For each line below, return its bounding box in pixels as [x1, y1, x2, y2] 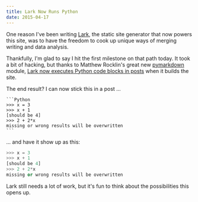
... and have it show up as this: [6, 138, 81, 146]
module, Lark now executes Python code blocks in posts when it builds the [6, 67, 189, 74]
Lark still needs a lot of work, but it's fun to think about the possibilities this [6, 182, 189, 190]
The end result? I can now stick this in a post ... [6, 85, 122, 92]
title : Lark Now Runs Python [6, 8, 78, 15]
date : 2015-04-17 [6, 14, 49, 20]
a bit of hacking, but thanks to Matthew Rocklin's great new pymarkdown [6, 61, 185, 68]
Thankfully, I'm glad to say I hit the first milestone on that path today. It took [6, 55, 191, 62]
